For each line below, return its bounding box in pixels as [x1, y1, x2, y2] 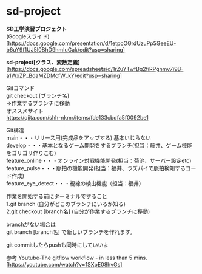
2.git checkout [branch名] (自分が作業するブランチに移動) [6, 208, 150, 215]
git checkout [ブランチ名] [6, 92, 70, 99]
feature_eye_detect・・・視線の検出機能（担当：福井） [6, 179, 144, 187]
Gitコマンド [6, 84, 35, 92]
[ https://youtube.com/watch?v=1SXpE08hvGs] [6, 261, 123, 268]
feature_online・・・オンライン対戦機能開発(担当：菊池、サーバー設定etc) [6, 157, 192, 164]
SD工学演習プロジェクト [6, 25, 67, 32]
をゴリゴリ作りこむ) [6, 149, 56, 156]
